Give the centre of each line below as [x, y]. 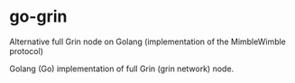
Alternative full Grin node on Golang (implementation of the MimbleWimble [148, 41]
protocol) [26, 51]
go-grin [38, 17]
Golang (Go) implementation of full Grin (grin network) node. [122, 69]
